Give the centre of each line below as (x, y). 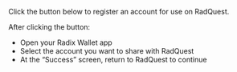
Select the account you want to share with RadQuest (107, 51)
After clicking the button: (49, 27)
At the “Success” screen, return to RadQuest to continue (113, 60)
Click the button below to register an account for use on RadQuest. (119, 12)
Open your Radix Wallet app (66, 42)
